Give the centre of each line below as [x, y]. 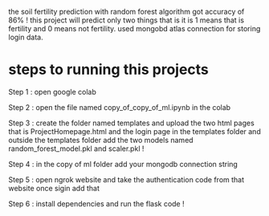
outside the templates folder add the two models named [101, 140]
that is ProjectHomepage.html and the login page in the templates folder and [134, 131]
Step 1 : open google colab [52, 92]
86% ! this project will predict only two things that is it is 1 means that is [126, 20]
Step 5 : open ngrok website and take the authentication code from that [126, 179]
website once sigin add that [54, 188]
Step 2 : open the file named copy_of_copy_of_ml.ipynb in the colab [120, 107]
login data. [26, 37]
